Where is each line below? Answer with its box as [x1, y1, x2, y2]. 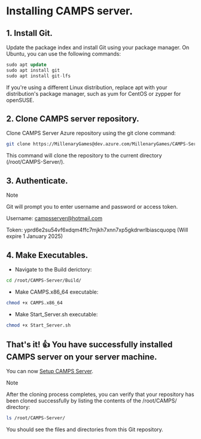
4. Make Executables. [6, 250, 89, 260]
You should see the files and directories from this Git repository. [6, 426, 163, 433]
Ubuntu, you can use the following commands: [6, 50, 121, 57]
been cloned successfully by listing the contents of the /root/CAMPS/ [6, 397, 178, 404]
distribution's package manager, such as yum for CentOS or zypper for [6, 90, 181, 97]
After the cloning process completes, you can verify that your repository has [6, 391, 194, 398]
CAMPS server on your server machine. [6, 352, 157, 362]
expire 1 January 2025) [6, 233, 63, 240]
